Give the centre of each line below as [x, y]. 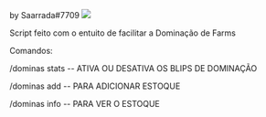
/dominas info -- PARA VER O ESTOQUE [85, 104]
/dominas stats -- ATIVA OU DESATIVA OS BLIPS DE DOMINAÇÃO [133, 68]
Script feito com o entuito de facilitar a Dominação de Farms [122, 33]
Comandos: [31, 51]
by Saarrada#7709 [45, 15]
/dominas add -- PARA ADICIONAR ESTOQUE [95, 86]
